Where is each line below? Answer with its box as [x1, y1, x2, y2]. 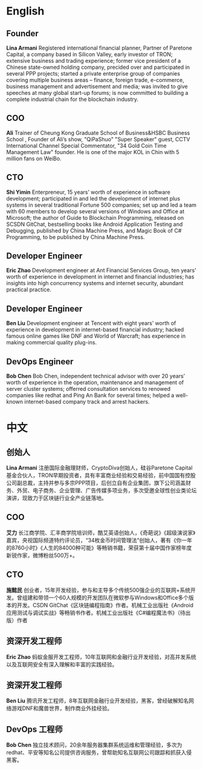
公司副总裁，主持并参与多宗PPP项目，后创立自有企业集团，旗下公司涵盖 [6, 479, 186, 487]
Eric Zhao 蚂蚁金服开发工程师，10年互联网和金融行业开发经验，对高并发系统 [6, 653, 196, 660]
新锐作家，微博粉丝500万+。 [6, 552, 79, 559]
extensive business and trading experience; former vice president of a [6, 57, 181, 64]
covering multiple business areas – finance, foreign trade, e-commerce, [6, 77, 184, 83]
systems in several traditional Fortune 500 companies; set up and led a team [6, 201, 197, 208]
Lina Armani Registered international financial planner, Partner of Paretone [6, 44, 192, 51]
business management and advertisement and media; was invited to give [6, 83, 188, 90]
